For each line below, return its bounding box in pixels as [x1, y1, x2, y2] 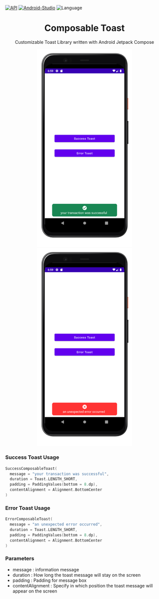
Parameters [5, 555, 34, 562]
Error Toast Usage [5, 504, 50, 511]
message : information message [12, 566, 79, 572]
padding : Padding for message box [12, 577, 87, 583]
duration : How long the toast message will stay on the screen [12, 572, 141, 578]
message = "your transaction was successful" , [10, 471, 109, 476]
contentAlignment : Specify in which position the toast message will [12, 582, 153, 588]
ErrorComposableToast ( [5, 517, 53, 522]
